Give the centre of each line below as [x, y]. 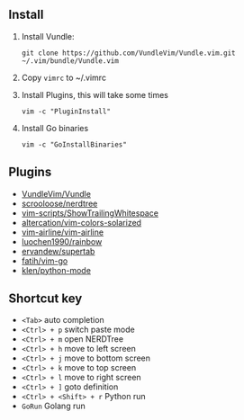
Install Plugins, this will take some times [95, 94]
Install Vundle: [48, 36]
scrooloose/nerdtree [59, 203]
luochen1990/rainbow [62, 241]
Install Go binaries [55, 128]
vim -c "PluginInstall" [66, 112]
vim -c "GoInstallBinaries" [74, 144]
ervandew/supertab [58, 251]
